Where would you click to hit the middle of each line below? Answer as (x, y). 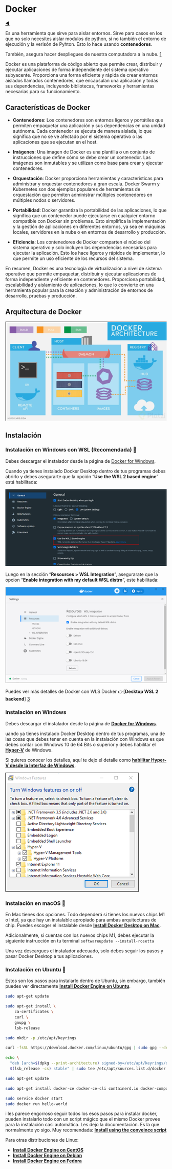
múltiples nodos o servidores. (44, 200)
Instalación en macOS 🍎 (35, 903)
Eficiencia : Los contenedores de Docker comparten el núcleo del (82, 242)
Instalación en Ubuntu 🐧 (36, 969)
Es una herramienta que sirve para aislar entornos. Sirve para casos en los (84, 33)
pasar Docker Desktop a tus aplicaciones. (49, 956)
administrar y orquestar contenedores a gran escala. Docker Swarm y (86, 184)
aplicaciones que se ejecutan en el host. (55, 142)
